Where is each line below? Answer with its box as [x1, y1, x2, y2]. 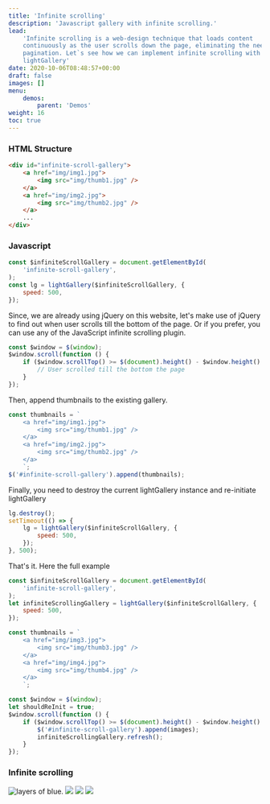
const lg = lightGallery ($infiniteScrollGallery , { [8, 281, 185, 289]
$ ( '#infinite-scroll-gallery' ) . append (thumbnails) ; [8, 470, 185, 479]
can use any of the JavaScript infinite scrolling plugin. [8, 328, 186, 337]
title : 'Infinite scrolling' [8, 11, 106, 20]
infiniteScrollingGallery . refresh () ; [37, 733, 163, 741]
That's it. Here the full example [8, 561, 110, 571]
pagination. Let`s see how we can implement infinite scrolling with [22, 49, 261, 57]
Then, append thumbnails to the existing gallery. [8, 395, 168, 405]
